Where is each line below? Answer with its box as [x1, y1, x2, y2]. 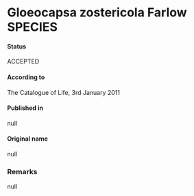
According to [7, 73, 45, 81]
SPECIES [7, 19, 58, 35]
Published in [7, 104, 43, 112]
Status [7, 42, 27, 51]
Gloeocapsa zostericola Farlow [7, 5, 187, 20]
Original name [7, 135, 48, 143]
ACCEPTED [7, 57, 40, 66]
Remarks [7, 167, 38, 176]
